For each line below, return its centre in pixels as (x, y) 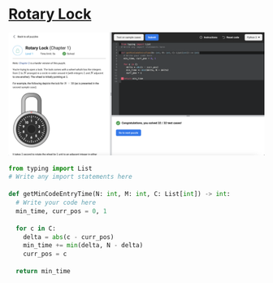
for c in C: (36, 229)
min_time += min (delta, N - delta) (83, 246)
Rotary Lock (50, 14)
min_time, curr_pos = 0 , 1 (61, 211)
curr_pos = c (45, 254)
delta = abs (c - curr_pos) (69, 237)
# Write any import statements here (70, 177)
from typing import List (50, 168)
